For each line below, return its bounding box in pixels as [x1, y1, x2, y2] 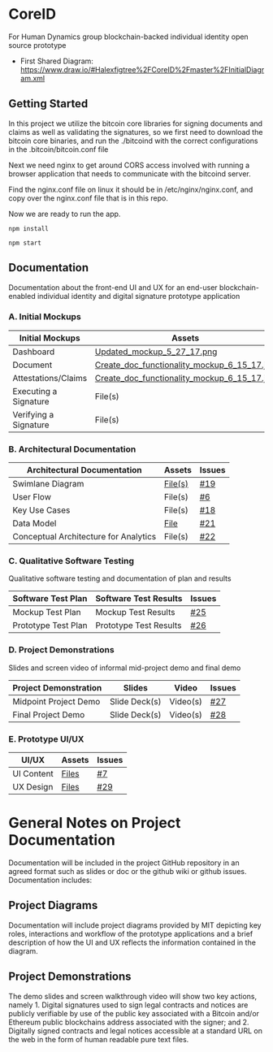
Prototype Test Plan [12, 620, 88, 631]
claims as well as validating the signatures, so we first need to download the [8, 127, 263, 136]
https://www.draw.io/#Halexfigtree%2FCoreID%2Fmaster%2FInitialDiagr [19, 64, 265, 74]
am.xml [19, 73, 45, 83]
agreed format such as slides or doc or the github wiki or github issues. [8, 866, 247, 876]
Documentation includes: [8, 875, 93, 885]
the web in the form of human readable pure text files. [8, 1034, 189, 1044]
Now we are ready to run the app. [8, 209, 121, 219]
